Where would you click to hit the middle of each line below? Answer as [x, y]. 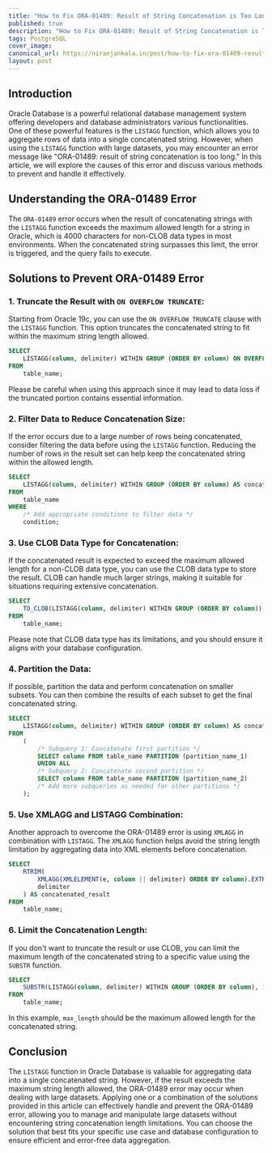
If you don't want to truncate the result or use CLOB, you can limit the [124, 947]
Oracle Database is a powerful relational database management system [127, 113]
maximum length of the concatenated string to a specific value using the [129, 956]
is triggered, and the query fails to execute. [80, 253]
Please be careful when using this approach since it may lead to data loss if [134, 389]
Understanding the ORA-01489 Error [102, 199]
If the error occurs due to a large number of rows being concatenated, [125, 436]
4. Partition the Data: [50, 669]
